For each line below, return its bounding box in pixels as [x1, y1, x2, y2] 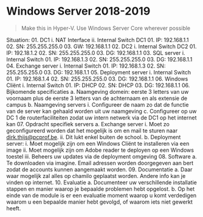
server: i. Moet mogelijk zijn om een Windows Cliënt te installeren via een [6, 140, 190, 147]
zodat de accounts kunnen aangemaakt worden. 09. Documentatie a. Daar [6, 166, 193, 173]
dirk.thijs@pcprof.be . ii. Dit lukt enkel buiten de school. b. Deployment [6, 133, 181, 141]
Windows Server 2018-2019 [6, 4, 151, 18]
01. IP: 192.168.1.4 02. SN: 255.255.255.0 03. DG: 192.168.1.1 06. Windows [6, 75, 188, 82]
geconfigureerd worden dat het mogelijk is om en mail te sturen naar [6, 127, 178, 134]
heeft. [6, 204, 21, 212]
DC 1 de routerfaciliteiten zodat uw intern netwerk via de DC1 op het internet [6, 114, 197, 121]
